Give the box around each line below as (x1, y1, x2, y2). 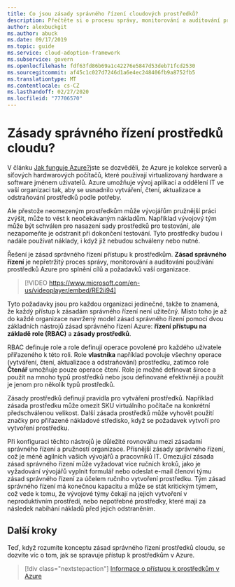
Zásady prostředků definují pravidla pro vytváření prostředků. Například (7, 393, 214, 402)
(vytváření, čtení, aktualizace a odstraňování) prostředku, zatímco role (7, 358, 209, 366)
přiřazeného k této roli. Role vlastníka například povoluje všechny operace (7, 350, 222, 358)
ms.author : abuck (7, 29, 58, 37)
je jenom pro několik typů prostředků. (7, 380, 115, 389)
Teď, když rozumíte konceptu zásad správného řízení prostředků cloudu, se (7, 543, 225, 551)
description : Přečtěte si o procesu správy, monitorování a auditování (7, 17, 220, 24)
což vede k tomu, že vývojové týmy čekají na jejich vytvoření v (7, 489, 187, 498)
